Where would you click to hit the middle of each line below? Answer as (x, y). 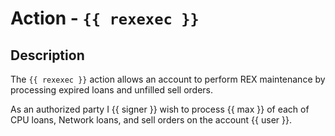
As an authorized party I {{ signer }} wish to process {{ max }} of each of (160, 109)
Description (47, 55)
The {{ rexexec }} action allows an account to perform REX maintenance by (168, 79)
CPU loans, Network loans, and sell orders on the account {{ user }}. (151, 120)
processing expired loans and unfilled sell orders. (112, 90)
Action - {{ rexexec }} (105, 18)
